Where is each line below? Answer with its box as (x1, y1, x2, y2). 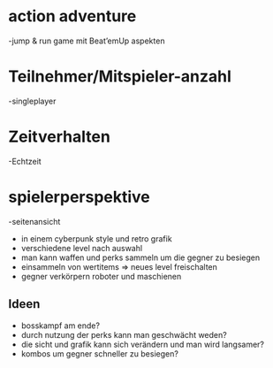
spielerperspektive (8, 188, 151, 207)
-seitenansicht (8, 216, 61, 226)
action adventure (8, 6, 137, 27)
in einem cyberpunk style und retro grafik (20, 233, 173, 244)
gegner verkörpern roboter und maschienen (20, 271, 182, 281)
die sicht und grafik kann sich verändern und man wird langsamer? (20, 339, 265, 349)
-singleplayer (8, 96, 57, 106)
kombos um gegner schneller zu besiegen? (20, 348, 178, 359)
